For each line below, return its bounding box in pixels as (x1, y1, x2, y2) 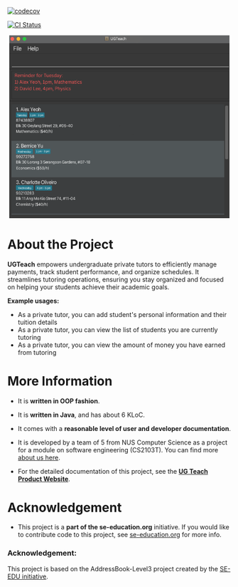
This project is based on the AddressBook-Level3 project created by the (7, 564, 219, 573)
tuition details (17, 318, 58, 326)
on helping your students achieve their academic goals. (7, 282, 170, 291)
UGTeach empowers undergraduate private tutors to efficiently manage (7, 260, 217, 269)
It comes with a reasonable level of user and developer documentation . (17, 424, 231, 432)
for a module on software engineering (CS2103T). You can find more (17, 445, 219, 454)
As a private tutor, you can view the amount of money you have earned (17, 341, 226, 349)
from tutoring (17, 348, 57, 356)
